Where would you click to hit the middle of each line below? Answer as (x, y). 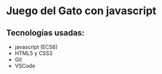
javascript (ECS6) (36, 47)
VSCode (25, 66)
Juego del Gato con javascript (81, 11)
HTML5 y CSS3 (34, 53)
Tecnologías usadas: (45, 33)
